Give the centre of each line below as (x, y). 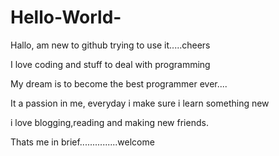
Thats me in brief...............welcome (82, 142)
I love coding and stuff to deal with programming (110, 64)
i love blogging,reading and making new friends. (109, 122)
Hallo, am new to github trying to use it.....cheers (110, 45)
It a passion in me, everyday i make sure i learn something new (140, 103)
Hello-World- (66, 17)
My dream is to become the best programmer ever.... (119, 83)
